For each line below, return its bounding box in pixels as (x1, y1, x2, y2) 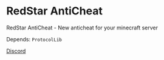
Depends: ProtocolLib (6, 35, 62, 43)
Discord (6, 47, 26, 55)
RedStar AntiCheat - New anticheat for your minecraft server (6, 24, 158, 31)
